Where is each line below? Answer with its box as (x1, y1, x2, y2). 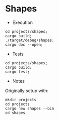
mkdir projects (5, 97, 37, 102)
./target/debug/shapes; (5, 38, 55, 43)
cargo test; (5, 69, 30, 74)
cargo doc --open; (5, 42, 43, 47)
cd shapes (5, 110, 26, 115)
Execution (12, 19, 33, 25)
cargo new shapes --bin (5, 106, 55, 111)
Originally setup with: (5, 88, 49, 94)
